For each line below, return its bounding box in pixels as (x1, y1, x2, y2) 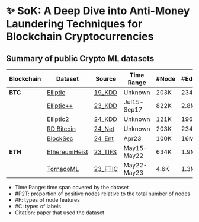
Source (95, 75, 117, 83)
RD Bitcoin (47, 125, 76, 133)
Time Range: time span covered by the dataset (14, 184, 129, 191)
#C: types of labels (14, 203, 61, 210)
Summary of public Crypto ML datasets (6, 53, 155, 64)
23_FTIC (94, 165, 118, 173)
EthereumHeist (47, 148, 89, 156)
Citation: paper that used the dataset (14, 209, 105, 216)
